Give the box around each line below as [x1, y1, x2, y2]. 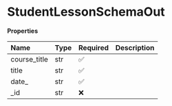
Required [78, 42, 109, 52]
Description [115, 42, 155, 52]
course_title [10, 54, 48, 64]
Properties [7, 27, 39, 35]
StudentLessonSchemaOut [7, 4, 165, 20]
